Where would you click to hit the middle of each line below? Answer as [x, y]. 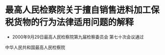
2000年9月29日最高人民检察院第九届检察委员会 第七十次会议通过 [78, 37]
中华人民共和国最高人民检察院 [35, 47]
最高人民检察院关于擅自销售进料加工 [78, 10]
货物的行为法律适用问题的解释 [74, 22]
